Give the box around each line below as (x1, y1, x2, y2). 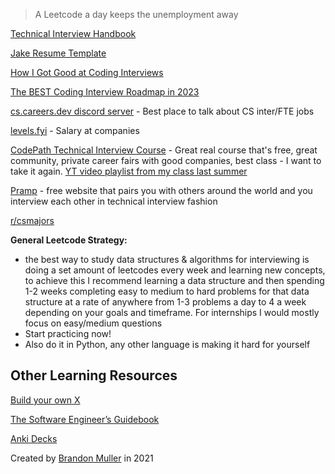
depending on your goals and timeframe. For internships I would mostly (24, 307, 320, 318)
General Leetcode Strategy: (10, 234, 128, 246)
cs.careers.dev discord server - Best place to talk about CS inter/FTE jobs (10, 105, 315, 117)
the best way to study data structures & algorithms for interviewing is (24, 254, 310, 265)
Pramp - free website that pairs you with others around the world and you (10, 185, 313, 196)
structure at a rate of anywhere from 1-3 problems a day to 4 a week (24, 296, 307, 308)
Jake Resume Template (10, 47, 107, 59)
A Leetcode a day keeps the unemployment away (34, 9, 239, 20)
